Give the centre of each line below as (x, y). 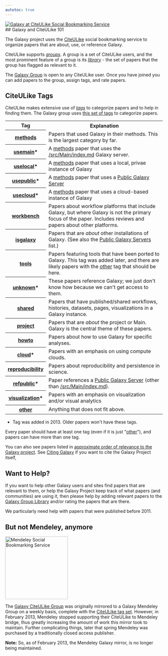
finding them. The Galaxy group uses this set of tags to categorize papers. (82, 113)
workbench (26, 215)
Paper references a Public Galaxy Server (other (104, 380)
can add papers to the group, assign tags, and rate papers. (66, 80)
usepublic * (25, 180)
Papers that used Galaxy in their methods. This (103, 134)
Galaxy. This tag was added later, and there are (104, 260)
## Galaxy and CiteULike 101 (34, 29)
